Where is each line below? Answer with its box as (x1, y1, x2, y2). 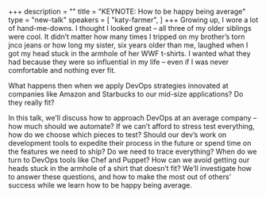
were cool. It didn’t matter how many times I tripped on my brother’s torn (8, 32, 245, 41)
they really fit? (8, 98, 55, 107)
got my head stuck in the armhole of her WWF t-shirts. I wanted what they (8, 49, 252, 58)
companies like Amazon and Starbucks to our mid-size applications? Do (8, 89, 244, 98)
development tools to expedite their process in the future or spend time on (8, 139, 252, 147)
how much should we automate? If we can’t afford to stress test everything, (8, 122, 256, 131)
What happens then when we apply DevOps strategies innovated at (8, 81, 229, 90)
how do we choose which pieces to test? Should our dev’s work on (8, 130, 227, 139)
